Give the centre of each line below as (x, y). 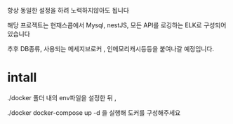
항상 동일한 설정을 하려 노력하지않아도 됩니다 (68, 10)
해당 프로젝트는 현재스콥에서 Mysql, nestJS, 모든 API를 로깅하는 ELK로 (105, 25)
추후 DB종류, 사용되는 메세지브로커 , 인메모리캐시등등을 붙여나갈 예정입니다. (111, 49)
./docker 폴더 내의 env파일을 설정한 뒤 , (62, 97)
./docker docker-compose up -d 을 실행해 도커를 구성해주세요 (94, 112)
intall (22, 77)
